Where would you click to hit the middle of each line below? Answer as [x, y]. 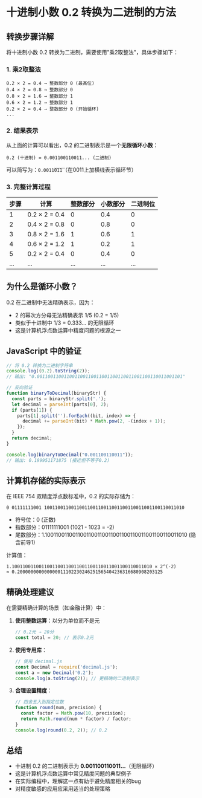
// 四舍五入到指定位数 [39, 702]
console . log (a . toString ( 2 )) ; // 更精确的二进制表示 [77, 678]
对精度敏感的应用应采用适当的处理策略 [62, 789]
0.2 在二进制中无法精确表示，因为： [51, 302]
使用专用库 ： [31, 650]
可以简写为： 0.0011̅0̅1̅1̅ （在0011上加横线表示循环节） [71, 169]
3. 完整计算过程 [29, 187]
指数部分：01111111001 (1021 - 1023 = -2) [65, 527]
